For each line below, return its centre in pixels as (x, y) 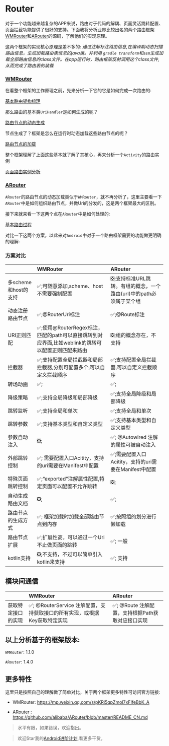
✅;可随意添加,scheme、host (70, 286)
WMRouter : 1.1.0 (20, 652)
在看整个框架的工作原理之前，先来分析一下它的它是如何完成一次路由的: (78, 91)
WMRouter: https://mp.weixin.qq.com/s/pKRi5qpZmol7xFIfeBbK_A (81, 702)
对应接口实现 (133, 620)
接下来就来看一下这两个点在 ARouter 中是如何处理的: (58, 214)
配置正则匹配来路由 (65, 350)
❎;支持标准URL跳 (131, 279)
